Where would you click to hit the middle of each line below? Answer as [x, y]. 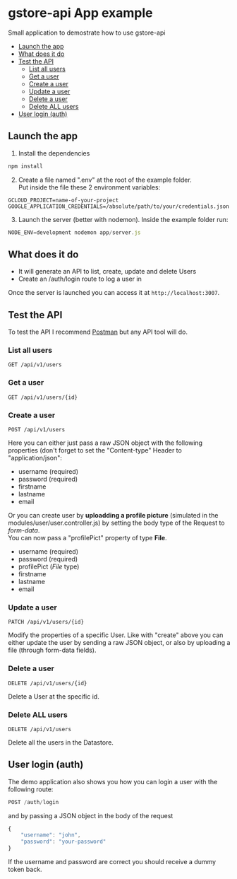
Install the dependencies [54, 153]
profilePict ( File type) [49, 566]
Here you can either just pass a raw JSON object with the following [105, 443]
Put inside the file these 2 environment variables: [89, 187]
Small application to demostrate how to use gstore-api [87, 33]
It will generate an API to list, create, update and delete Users [107, 272]
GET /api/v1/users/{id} [43, 397]
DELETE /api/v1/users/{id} [48, 683]
